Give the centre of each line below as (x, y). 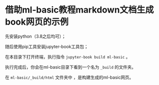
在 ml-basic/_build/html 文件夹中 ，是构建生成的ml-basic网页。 (69, 77)
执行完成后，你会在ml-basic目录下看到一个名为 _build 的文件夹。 (71, 67)
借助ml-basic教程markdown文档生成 (79, 10)
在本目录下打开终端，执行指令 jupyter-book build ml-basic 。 (68, 57)
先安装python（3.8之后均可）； (35, 36)
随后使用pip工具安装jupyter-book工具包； (47, 46)
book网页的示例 (37, 22)
